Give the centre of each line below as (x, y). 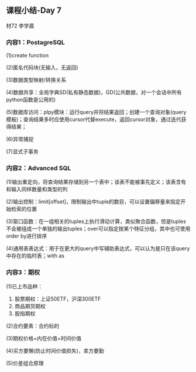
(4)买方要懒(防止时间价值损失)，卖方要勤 (55, 350)
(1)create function (27, 56)
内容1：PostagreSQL (36, 42)
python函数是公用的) (31, 100)
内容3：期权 (23, 273)
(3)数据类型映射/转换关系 (36, 80)
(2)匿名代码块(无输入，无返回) (42, 68)
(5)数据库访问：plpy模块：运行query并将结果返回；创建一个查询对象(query (96, 112)
